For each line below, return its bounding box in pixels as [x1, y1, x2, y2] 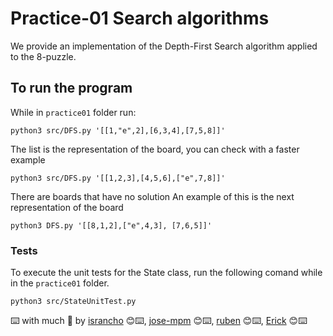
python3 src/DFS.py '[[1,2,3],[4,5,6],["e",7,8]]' [10, 173, 226, 183]
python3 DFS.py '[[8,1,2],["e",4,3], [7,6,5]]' [10, 220, 213, 231]
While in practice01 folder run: [10, 106, 137, 118]
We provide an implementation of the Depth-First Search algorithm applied [10, 40, 318, 52]
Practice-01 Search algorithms [10, 7, 270, 30]
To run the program [10, 80, 133, 97]
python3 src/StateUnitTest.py [10, 297, 137, 307]
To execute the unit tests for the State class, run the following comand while [10, 267, 323, 279]
